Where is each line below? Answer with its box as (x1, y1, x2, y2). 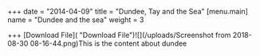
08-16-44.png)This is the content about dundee (30, 39, 187, 48)
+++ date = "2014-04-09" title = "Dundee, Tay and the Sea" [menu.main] (7, 7, 249, 16)
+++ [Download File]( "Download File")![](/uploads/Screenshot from (7, 31, 231, 39)
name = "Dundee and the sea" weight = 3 (7, 15, 144, 24)
